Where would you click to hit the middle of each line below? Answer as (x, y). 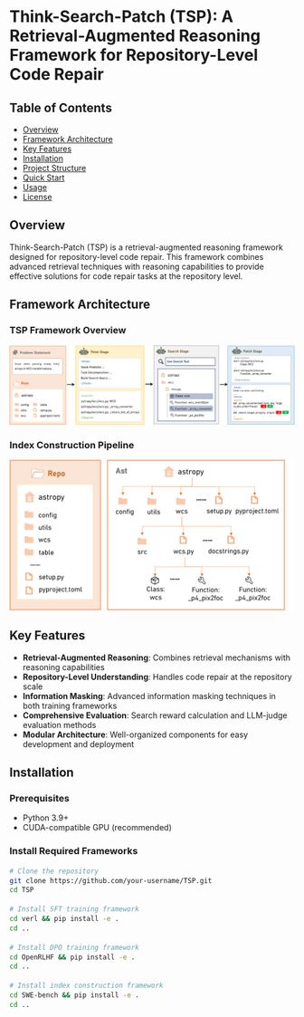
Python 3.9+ (46, 818)
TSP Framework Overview (68, 331)
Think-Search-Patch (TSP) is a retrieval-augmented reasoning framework (146, 247)
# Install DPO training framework (75, 947)
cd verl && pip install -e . (64, 919)
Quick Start (43, 177)
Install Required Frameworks (74, 851)
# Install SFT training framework (75, 909)
